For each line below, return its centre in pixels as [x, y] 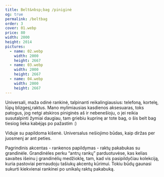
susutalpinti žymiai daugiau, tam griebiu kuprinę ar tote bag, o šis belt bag [81, 118]
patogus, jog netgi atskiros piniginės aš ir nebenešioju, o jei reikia [72, 113]
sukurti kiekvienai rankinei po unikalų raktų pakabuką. [60, 169]
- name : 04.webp [26, 79]
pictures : [15, 47]
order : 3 [14, 24]
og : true [14, 14]
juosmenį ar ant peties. [28, 138]
